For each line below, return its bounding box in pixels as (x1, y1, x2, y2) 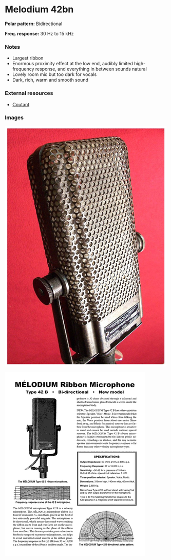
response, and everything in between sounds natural (35, 66, 147, 72)
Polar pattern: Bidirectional (5, 21, 63, 27)
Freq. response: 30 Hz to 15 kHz (5, 30, 74, 36)
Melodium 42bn (5, 4, 74, 15)
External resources (5, 90, 53, 97)
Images (5, 114, 24, 121)
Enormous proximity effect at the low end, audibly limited (12, 61, 133, 67)
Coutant (12, 101, 30, 107)
